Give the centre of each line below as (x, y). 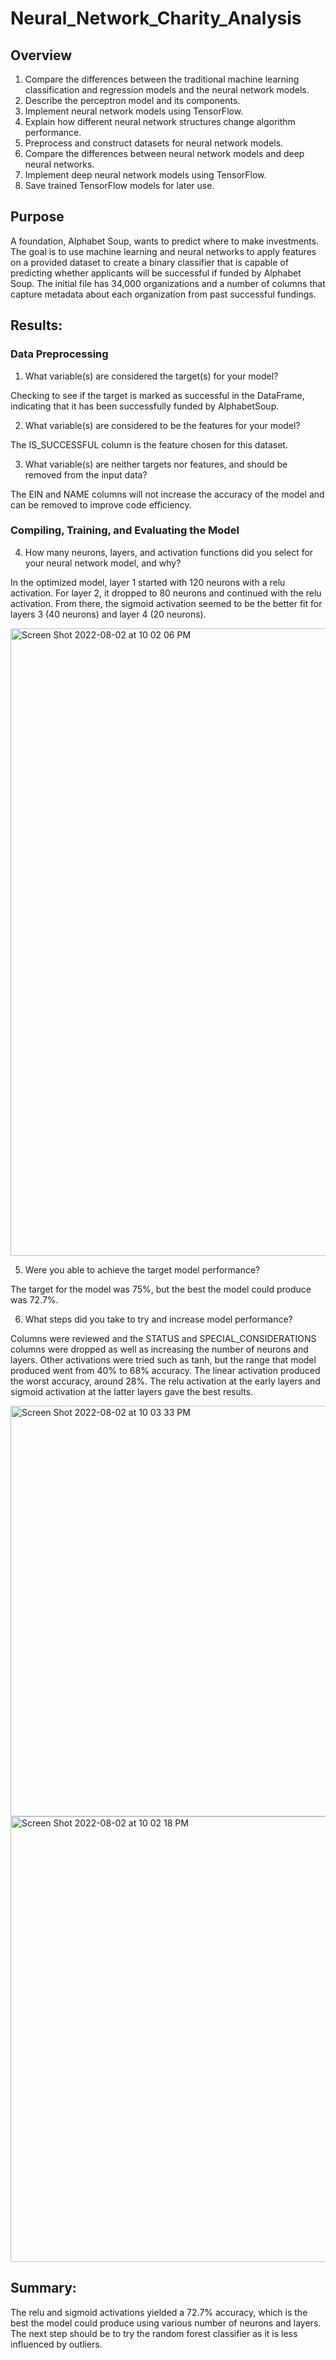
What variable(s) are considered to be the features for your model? (162, 425)
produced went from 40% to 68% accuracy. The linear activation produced (165, 1370)
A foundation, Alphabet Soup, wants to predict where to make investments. (165, 241)
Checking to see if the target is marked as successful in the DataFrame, (157, 395)
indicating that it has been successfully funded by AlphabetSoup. (145, 406)
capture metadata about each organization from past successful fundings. (163, 294)
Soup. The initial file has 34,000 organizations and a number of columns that (168, 283)
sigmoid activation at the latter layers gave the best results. (132, 1391)
